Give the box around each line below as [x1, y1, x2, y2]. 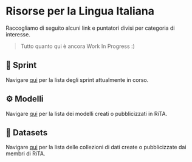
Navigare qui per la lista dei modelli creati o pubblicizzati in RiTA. [5, 110, 168, 117]
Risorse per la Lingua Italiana [5, 4, 154, 18]
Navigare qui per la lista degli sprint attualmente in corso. [5, 76, 149, 83]
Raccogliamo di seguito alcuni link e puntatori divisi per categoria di [5, 24, 175, 32]
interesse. [5, 30, 31, 38]
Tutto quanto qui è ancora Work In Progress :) [20, 42, 135, 50]
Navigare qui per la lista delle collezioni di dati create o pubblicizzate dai [5, 144, 187, 151]
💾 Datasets [5, 127, 48, 138]
